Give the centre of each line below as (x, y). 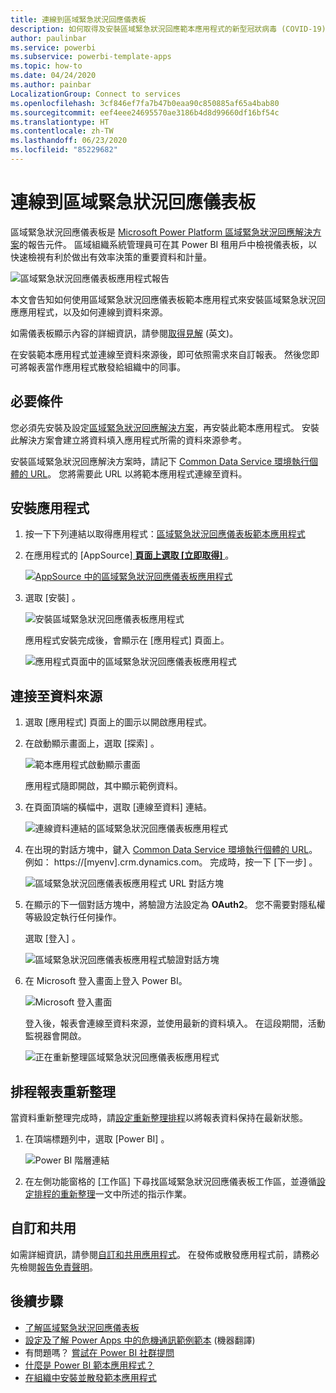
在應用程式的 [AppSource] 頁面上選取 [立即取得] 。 (129, 555)
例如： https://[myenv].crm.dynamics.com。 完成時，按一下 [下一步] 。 (171, 862)
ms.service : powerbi (53, 47)
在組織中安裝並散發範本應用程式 (90, 1377)
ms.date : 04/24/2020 (53, 76)
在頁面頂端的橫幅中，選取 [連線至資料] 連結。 (118, 807)
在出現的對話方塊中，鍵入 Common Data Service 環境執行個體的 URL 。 (171, 850)
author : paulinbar (48, 38)
